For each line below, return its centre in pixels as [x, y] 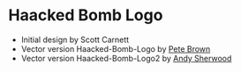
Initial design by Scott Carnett [75, 40]
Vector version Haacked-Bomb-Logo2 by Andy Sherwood [126, 58]
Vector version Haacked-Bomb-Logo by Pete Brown [116, 48]
